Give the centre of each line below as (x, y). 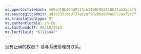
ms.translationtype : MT (29, 18)
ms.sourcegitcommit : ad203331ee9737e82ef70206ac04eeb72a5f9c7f (71, 14)
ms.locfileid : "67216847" (31, 32)
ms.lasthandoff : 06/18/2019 (34, 28)
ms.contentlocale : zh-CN (30, 23)
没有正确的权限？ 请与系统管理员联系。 (44, 46)
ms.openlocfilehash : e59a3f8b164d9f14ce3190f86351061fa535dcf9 (71, 9)
